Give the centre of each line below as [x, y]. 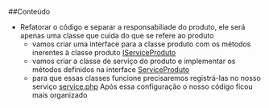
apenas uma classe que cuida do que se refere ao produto [117, 36]
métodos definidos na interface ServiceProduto [111, 70]
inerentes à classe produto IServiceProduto [104, 52]
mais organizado [60, 95]
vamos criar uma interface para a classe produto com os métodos [141, 44]
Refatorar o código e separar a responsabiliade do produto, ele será [132, 27]
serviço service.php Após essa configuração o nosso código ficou [142, 86]
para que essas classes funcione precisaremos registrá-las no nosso [147, 78]
